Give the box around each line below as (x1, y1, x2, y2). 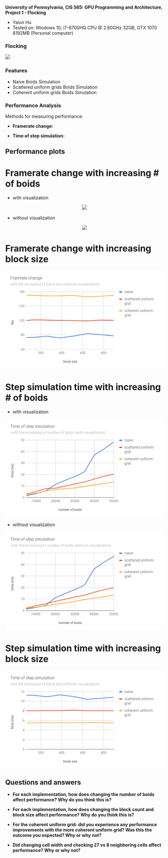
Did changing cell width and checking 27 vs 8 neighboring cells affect (12, 842, 161, 848)
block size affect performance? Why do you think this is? (12, 812, 134, 818)
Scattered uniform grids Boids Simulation (12, 84, 98, 90)
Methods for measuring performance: (5, 113, 83, 119)
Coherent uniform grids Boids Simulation (12, 89, 97, 95)
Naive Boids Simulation (12, 78, 60, 84)
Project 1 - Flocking (5, 10, 46, 16)
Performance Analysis (5, 102, 61, 109)
